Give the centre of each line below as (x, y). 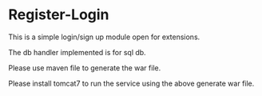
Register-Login (59, 15)
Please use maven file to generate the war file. (85, 68)
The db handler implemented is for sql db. (77, 52)
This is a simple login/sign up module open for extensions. (104, 37)
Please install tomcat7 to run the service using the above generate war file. (131, 83)
